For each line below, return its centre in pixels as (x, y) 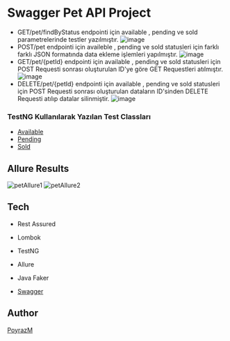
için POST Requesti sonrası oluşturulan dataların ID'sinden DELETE (113, 91)
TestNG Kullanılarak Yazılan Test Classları (79, 116)
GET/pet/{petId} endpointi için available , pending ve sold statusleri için (119, 61)
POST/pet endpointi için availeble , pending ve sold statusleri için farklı (118, 47)
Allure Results (38, 168)
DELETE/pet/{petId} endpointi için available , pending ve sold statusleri (118, 84)
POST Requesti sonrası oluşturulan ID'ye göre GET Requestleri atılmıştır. (120, 69)
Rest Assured (36, 223)
